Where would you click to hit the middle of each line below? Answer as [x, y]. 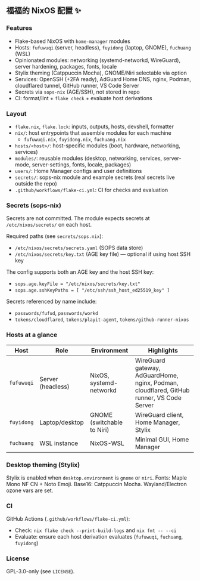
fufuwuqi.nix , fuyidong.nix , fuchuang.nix [75, 139]
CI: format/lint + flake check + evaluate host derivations [84, 98]
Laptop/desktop [62, 422]
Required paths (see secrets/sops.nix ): [55, 236]
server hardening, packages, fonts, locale [66, 66]
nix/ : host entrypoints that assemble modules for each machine [93, 132]
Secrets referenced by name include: [51, 302]
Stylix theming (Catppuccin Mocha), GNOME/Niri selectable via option [101, 73]
